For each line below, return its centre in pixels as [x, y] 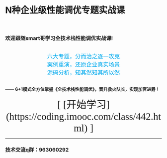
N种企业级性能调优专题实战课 [65, 10]
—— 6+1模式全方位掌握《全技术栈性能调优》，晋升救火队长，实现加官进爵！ [83, 89]
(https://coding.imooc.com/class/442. [80, 117]
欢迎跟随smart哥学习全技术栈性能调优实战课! [59, 38]
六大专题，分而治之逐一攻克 [83, 57]
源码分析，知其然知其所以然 [83, 73]
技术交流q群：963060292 [37, 150]
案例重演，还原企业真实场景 [83, 65]
